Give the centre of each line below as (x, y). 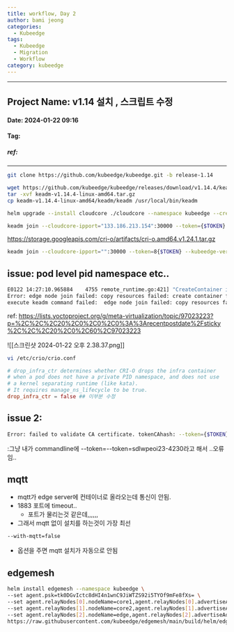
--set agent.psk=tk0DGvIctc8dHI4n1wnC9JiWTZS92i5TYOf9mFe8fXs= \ (104, 596)
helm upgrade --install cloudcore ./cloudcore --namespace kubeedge (109, 213)
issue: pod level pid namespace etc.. (88, 273)
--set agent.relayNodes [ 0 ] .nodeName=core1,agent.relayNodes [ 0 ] (101, 602)
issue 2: (25, 418)
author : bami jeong (36, 20)
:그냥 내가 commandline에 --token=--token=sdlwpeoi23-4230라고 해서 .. (110, 448)
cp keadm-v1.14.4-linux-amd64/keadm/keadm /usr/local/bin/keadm (102, 200)
